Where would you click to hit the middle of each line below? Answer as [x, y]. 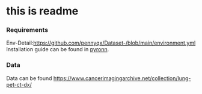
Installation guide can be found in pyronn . [58, 49]
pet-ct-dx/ [19, 84]
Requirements [27, 30]
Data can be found [29, 78]
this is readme [42, 11]
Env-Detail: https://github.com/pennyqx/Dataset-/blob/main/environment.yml [101, 43]
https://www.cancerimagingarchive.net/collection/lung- [122, 78]
